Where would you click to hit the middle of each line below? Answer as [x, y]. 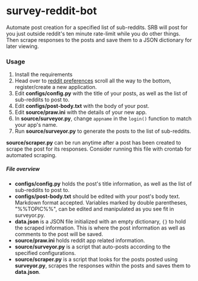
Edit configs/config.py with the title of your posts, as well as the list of [101, 94]
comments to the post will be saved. [59, 234]
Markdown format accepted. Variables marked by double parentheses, [101, 203]
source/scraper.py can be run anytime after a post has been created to [94, 143]
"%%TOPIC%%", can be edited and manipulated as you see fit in [94, 209]
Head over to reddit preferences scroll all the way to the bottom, [93, 81]
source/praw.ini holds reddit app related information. [80, 241]
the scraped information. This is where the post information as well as [100, 228]
